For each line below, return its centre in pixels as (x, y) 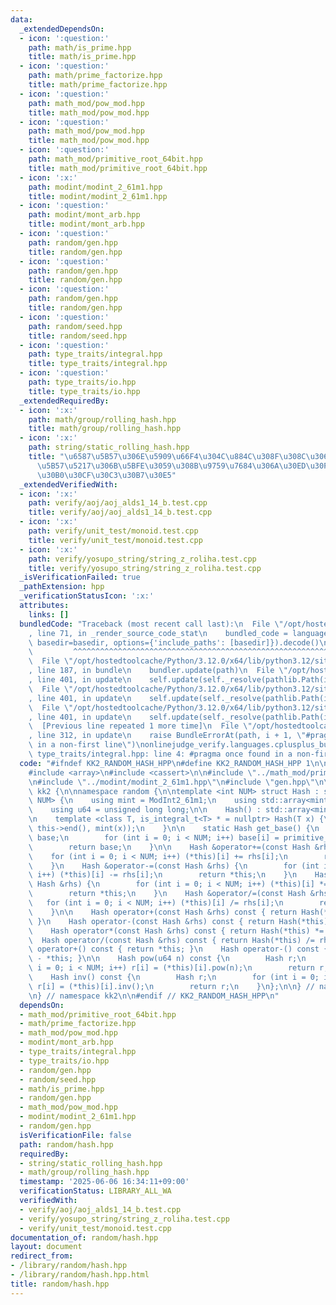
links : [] (49, 614)
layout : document (46, 1247)
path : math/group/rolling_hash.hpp (102, 419)
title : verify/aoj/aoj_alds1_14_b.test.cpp (120, 512)
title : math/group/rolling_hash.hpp (105, 429)
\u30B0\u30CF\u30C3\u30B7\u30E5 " (106, 475)
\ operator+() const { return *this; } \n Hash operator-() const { (178, 949)
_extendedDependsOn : (62, 29)
